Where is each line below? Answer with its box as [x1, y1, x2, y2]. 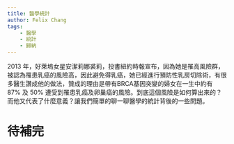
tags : [7, 23, 23, 30]
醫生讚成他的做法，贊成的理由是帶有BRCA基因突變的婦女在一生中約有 [13, 80, 213, 87]
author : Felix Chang [7, 17, 68, 24]
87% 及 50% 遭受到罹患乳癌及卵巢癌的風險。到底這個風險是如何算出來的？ [7, 88, 223, 96]
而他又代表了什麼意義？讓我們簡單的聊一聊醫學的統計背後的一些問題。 [7, 97, 209, 105]
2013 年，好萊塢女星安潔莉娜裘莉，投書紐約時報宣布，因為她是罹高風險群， [7, 62, 224, 70]
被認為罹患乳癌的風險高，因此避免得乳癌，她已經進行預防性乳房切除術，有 [7, 71, 221, 79]
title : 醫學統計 [7, 10, 50, 17]
